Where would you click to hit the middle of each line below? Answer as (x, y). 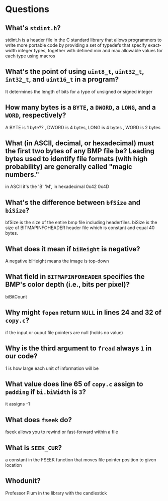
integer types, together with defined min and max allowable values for (90, 51)
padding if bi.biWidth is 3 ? (46, 392)
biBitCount (16, 296)
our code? (21, 356)
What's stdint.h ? (33, 28)
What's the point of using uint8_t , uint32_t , (75, 72)
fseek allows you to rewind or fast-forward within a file (62, 432)
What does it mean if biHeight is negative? (73, 249)
